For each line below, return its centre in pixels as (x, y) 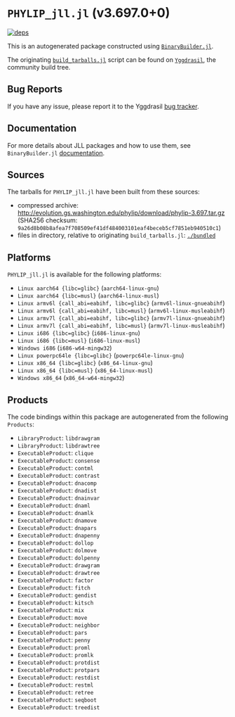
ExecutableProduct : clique (55, 453)
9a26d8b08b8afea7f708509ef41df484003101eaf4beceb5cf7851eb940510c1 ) (119, 228)
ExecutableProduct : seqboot (57, 699)
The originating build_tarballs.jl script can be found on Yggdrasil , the (112, 59)
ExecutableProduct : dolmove (57, 550)
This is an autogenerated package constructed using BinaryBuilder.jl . (110, 46)
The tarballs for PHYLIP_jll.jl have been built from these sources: (103, 192)
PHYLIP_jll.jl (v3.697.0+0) (89, 13)
